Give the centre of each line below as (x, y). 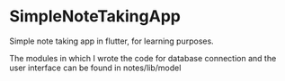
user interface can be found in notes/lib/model (95, 68)
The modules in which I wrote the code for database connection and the (143, 58)
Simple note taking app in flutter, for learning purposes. (111, 41)
